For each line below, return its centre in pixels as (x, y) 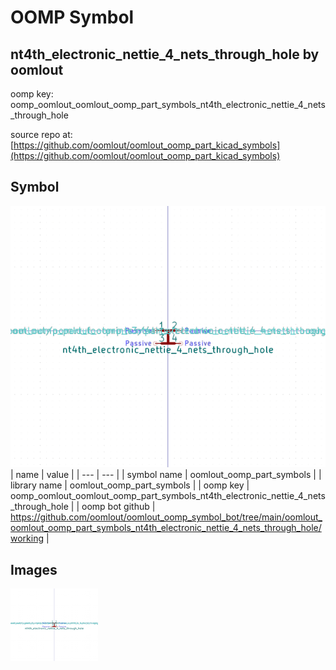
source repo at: (41, 134)
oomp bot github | (118, 507)
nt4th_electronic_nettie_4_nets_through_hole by (165, 54)
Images (34, 569)
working (27, 538)
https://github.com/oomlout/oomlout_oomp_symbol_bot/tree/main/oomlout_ (166, 517)
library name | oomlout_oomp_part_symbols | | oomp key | (130, 485)
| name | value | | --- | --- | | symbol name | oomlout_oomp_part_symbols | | (166, 475)
